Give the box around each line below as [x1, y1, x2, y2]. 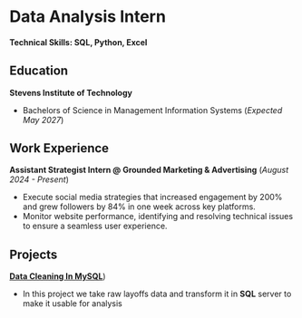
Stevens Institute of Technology [9, 87, 133, 98]
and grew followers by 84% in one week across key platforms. [22, 201, 256, 212]
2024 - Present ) [9, 174, 70, 185]
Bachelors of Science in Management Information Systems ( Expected [22, 104, 283, 115]
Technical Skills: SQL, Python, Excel [9, 36, 148, 47]
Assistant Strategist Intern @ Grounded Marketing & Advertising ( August [9, 165, 289, 176]
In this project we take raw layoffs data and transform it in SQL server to [22, 288, 292, 300]
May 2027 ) [22, 114, 64, 125]
